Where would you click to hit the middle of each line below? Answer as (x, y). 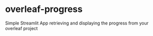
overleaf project (22, 28)
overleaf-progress (44, 9)
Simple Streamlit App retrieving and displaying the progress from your (77, 23)
